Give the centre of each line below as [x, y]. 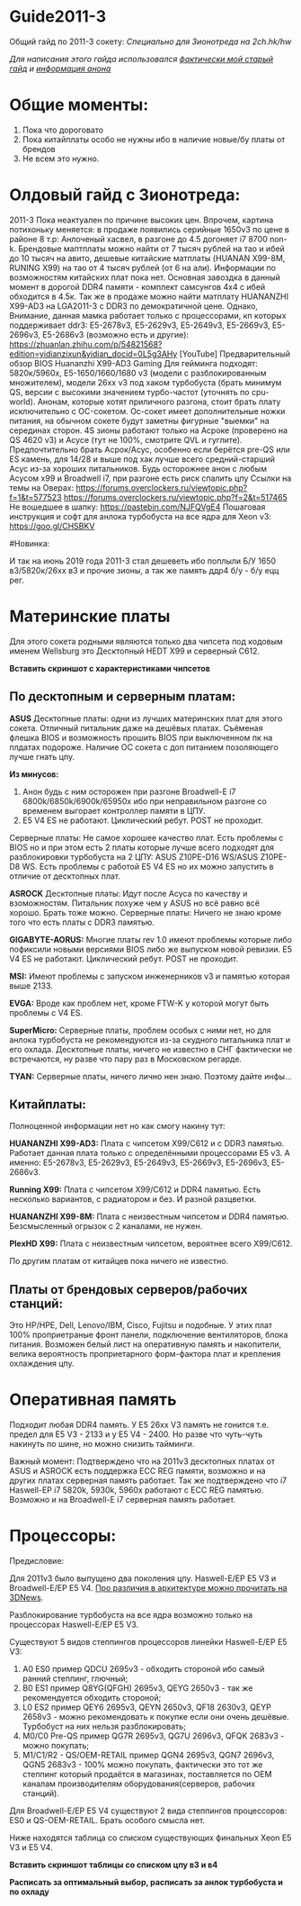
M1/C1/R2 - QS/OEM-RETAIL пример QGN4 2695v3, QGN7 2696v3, [148, 1755]
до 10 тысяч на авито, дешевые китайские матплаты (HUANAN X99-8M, [147, 257]
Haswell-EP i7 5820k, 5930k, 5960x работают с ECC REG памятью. [137, 1490]
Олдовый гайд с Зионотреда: [125, 195]
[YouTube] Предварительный [235, 354]
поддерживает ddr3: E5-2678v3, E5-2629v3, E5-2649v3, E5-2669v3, [140, 325]
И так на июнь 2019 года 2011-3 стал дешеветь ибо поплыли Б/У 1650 [143, 561]
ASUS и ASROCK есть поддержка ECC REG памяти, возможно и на [138, 1471]
